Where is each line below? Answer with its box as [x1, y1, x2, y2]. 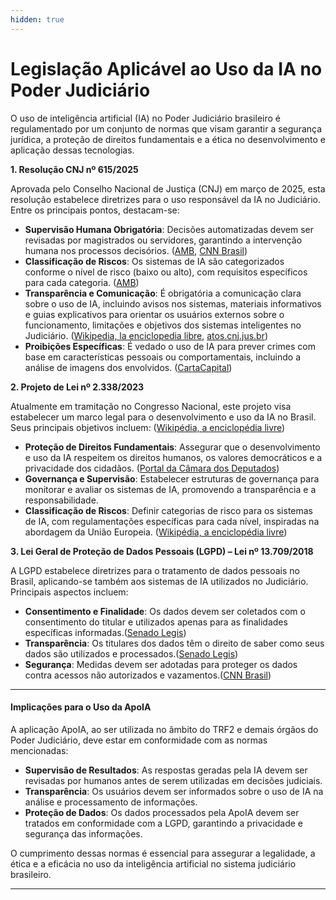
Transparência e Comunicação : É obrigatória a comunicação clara [24, 287, 302, 299]
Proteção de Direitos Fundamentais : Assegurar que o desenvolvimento [24, 441, 321, 453]
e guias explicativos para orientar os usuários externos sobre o [24, 308, 285, 320]
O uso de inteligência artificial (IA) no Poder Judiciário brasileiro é [10, 112, 281, 124]
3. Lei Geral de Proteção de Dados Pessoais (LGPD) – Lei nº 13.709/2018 [10, 545, 314, 557]
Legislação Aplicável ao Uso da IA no [10, 57, 323, 80]
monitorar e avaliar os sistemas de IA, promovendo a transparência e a [24, 483, 317, 495]
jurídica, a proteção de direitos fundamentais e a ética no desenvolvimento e [10, 133, 326, 145]
